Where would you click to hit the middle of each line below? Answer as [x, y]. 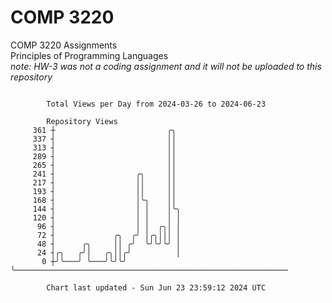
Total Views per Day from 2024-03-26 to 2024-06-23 [156, 104]
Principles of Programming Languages [89, 55]
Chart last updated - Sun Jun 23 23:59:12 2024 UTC [156, 287]
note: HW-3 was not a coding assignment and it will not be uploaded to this [166, 66]
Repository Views [82, 121]
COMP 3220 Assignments [64, 45]
